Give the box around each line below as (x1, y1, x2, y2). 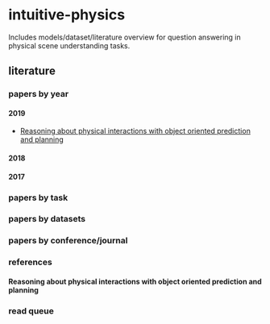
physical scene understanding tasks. (8, 40, 131, 50)
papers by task (8, 192, 69, 203)
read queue (8, 305, 55, 316)
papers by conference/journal (8, 235, 128, 247)
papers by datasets (8, 214, 86, 225)
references (8, 256, 52, 268)
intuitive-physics (8, 6, 126, 24)
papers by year (8, 89, 69, 100)
